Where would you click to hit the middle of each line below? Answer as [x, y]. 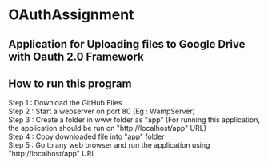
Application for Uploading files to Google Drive [127, 44]
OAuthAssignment [71, 15]
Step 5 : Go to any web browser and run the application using [109, 145]
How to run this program [70, 83]
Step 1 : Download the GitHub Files [65, 103]
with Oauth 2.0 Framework [76, 56]
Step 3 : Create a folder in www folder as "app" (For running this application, [134, 120]
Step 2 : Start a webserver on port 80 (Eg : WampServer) [102, 111]
